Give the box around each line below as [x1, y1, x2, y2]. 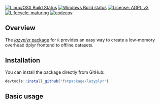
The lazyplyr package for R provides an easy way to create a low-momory [5, 37, 155, 42]
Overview [5, 24, 36, 32]
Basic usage [5, 92, 43, 100]
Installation [5, 56, 40, 64]
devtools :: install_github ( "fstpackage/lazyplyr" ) [5, 79, 109, 84]
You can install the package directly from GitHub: [5, 69, 105, 75]
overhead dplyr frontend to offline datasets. [5, 42, 94, 48]
